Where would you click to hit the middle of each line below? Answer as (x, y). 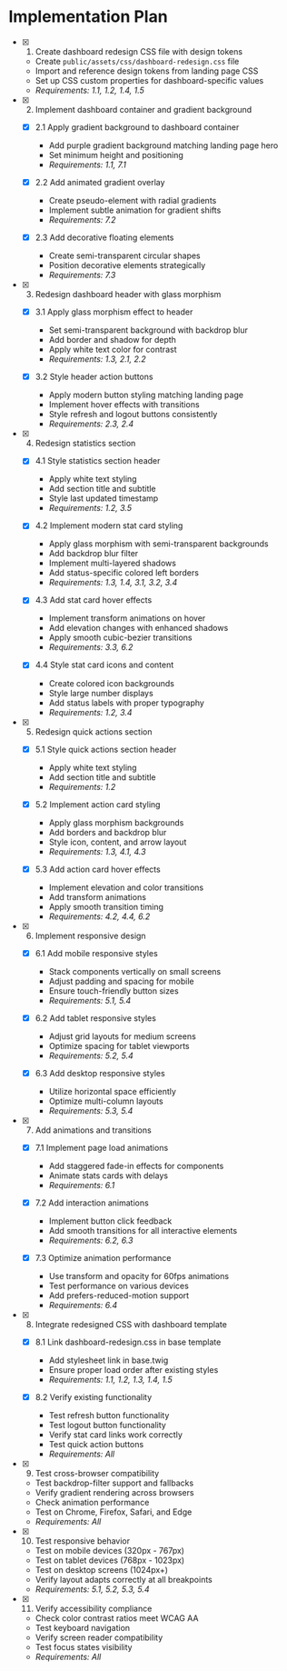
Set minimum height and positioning (116, 155)
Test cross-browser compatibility (97, 1474)
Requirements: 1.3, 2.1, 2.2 (97, 359)
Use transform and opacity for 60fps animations (139, 1276)
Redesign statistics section (85, 444)
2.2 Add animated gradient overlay (100, 182)
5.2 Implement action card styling (98, 804)
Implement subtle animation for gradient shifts (135, 210)
